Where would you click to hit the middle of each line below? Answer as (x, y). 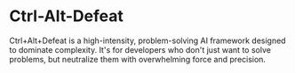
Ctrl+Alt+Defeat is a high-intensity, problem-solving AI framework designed (147, 40)
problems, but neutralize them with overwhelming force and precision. (138, 59)
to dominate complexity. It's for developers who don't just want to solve (140, 49)
